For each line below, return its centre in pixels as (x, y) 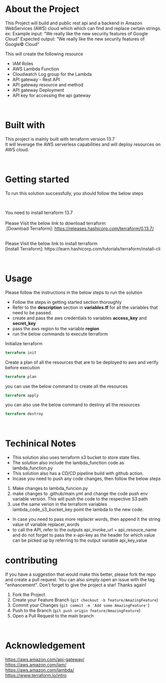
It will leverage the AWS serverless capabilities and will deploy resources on (83, 144)
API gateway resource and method (48, 85)
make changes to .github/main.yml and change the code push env (80, 494)
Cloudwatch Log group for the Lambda (52, 74)
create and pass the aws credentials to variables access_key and (80, 318)
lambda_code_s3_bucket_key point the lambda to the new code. (78, 509)
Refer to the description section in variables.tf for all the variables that (85, 307)
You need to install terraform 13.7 (39, 213)
